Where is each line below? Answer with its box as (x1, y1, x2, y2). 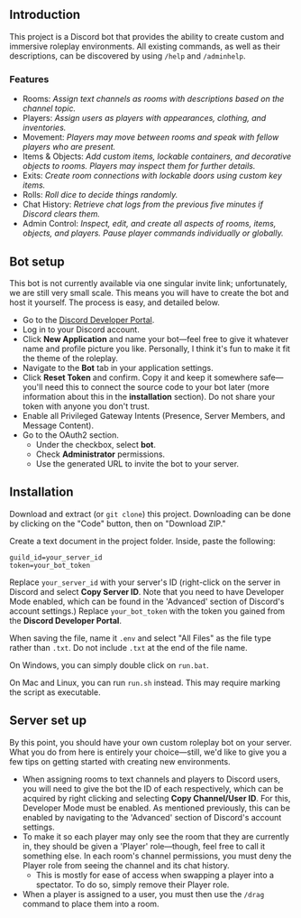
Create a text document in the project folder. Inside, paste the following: (9, 535, 277, 546)
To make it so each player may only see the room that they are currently (22, 830, 290, 842)
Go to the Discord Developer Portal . (22, 314, 155, 325)
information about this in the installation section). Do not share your (22, 391, 276, 402)
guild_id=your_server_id (9, 552, 103, 562)
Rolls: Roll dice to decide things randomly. (22, 190, 178, 200)
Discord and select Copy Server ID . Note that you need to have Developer (9, 586, 285, 597)
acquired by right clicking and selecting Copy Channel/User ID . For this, (22, 793, 291, 803)
